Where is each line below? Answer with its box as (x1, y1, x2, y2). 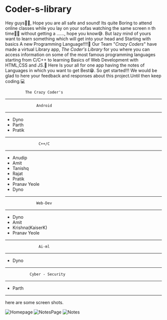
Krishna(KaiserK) (12, 225, 48, 231)
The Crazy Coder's (25, 89, 64, 95)
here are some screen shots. (5, 299, 64, 305)
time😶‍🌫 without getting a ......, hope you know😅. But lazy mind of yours (5, 30, 151, 36)
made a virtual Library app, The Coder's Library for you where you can (5, 46, 150, 52)
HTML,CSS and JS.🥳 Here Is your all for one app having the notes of (5, 62, 145, 68)
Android (36, 103, 52, 108)
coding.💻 (5, 78, 25, 84)
